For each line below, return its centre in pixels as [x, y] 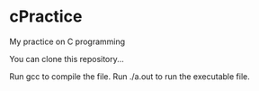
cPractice [46, 17]
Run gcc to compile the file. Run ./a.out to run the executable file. [129, 76]
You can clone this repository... [67, 59]
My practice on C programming [67, 41]
